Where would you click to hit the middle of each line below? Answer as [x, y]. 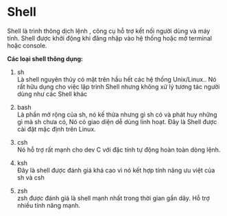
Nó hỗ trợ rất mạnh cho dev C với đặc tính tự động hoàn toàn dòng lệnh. [119, 149]
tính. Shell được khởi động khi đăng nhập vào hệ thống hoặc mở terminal [110, 38]
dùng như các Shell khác [52, 94]
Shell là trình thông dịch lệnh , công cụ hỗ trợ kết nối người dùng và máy [109, 31]
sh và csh [31, 177]
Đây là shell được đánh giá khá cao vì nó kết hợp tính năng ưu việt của [116, 170]
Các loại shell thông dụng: [45, 58]
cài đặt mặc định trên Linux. [56, 129]
